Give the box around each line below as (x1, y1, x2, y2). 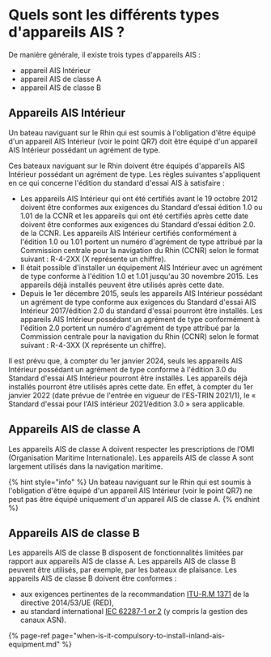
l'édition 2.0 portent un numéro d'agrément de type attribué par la (19, 323, 240, 333)
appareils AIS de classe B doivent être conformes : (8, 573, 177, 583)
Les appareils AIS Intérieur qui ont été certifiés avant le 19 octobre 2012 (19, 193, 259, 204)
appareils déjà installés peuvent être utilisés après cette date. (19, 280, 225, 290)
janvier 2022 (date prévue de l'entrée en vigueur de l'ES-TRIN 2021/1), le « (8, 390, 256, 400)
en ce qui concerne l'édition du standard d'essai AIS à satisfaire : (8, 178, 225, 187)
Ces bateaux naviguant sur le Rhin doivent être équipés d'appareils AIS (8, 161, 245, 170)
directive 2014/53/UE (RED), (19, 598, 115, 608)
